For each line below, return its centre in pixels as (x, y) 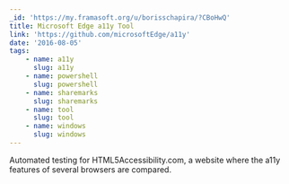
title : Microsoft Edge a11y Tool (72, 26)
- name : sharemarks (62, 92)
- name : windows (56, 127)
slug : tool (53, 118)
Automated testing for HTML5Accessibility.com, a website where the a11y (145, 160)
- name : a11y (50, 59)
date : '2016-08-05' (46, 43)
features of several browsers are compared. (91, 169)
